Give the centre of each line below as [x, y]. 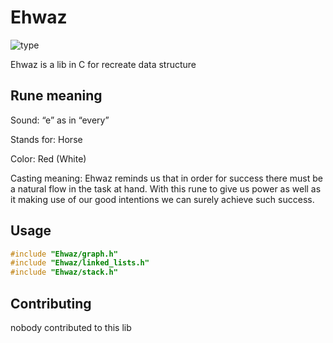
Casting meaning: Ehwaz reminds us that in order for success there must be [166, 178]
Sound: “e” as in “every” [60, 120]
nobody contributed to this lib [71, 327]
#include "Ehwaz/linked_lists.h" [80, 263]
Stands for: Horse [46, 139]
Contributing [51, 303]
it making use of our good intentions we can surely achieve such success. [162, 199]
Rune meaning [56, 96]
